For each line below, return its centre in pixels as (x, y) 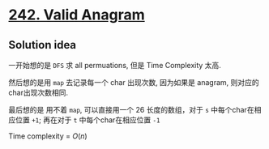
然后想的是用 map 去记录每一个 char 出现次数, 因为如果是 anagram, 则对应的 (134, 82)
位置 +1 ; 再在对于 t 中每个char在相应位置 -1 (88, 120)
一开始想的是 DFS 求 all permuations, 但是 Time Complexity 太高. (115, 65)
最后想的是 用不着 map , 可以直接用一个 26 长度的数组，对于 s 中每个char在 (131, 110)
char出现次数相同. (38, 92)
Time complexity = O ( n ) (48, 136)
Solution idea (43, 45)
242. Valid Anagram (77, 15)
